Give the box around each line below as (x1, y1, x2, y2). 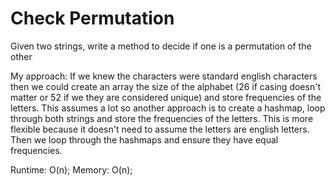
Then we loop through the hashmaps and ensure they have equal (10, 133, 279, 146)
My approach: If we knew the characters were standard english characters (10, 70, 318, 82)
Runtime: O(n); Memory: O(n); (10, 163, 133, 176)
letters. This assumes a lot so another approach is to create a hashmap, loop (10, 102, 326, 114)
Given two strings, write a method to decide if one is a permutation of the (10, 40, 312, 52)
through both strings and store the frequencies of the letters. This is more (10, 112, 314, 124)
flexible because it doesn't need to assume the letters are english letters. (10, 123, 310, 135)
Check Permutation (10, 7, 175, 30)
